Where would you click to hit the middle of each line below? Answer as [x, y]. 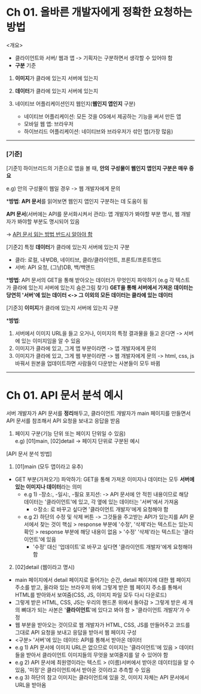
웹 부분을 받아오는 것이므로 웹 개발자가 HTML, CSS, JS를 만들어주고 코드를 [102, 625]
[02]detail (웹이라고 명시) [45, 567]
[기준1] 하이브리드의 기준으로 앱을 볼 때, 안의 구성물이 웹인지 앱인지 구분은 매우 [97, 168]
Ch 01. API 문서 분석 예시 [65, 395]
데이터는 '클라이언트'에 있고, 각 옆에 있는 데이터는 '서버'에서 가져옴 [101, 502]
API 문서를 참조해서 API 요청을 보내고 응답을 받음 [63, 421]
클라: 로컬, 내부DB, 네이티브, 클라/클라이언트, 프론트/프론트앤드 [88, 260]
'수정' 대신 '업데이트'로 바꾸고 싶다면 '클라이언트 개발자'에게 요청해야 [112, 547]
